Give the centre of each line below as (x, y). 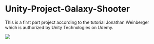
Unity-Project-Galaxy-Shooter (67, 9)
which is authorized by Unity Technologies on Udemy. (59, 27)
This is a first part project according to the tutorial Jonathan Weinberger (77, 22)
